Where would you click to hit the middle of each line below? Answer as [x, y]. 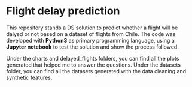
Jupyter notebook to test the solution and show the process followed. [93, 47]
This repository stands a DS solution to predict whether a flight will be [92, 28]
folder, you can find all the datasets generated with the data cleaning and [96, 71]
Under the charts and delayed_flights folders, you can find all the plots [93, 58]
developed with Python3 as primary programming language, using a [90, 40]
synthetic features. [29, 77]
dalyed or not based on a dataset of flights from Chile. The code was [91, 34]
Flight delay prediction [63, 11]
